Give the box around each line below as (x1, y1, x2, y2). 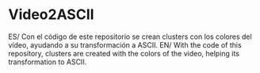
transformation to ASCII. (8, 57, 87, 67)
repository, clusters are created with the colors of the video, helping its (8, 48, 240, 58)
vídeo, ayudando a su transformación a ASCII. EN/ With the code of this (8, 40, 242, 49)
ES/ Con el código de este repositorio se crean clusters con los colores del (8, 32, 252, 41)
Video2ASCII (8, 6, 94, 24)
